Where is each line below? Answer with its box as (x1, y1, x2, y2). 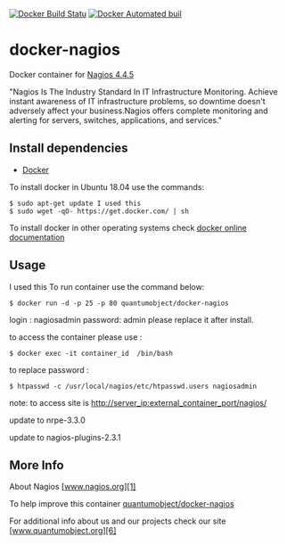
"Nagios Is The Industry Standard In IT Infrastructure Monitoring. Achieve (9, 86, 278, 97)
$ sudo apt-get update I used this (9, 199, 142, 208)
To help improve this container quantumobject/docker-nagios (9, 499, 234, 509)
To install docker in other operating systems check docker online (9, 222, 248, 233)
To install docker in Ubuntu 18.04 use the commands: (9, 181, 205, 192)
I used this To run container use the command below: (9, 281, 205, 292)
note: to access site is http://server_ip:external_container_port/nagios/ (9, 397, 267, 408)
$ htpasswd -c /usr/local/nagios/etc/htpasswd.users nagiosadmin (9, 382, 257, 391)
